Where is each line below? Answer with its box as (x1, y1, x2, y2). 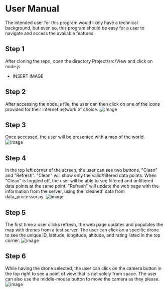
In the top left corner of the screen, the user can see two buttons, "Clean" (5, 167, 158, 173)
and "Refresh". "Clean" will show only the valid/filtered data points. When (5, 172, 157, 178)
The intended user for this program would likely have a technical (5, 20, 138, 26)
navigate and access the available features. (5, 30, 95, 36)
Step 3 (5, 121, 26, 129)
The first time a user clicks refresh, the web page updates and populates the (5, 221, 163, 227)
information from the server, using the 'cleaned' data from (5, 188, 125, 194)
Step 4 (5, 154, 27, 162)
